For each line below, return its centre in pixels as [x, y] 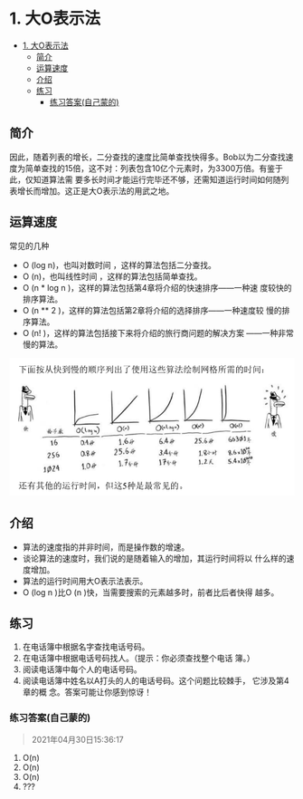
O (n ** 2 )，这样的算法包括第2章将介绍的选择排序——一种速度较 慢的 [152, 310]
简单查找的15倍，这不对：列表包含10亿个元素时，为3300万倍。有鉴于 [154, 168]
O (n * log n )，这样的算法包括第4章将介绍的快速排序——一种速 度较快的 [157, 287]
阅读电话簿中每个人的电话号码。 [82, 669]
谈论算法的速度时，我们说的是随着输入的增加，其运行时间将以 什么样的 [154, 558]
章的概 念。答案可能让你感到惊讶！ [87, 692]
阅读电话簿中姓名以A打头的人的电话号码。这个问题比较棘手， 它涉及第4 [156, 681]
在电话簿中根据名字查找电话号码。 [86, 647]
